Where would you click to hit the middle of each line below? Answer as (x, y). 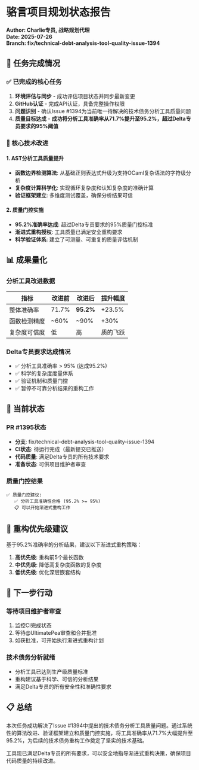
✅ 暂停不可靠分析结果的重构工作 (54, 388)
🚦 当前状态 (25, 409)
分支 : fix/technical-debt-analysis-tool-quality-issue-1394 (85, 442)
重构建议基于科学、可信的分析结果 (57, 679)
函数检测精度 (27, 321)
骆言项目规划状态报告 (59, 12)
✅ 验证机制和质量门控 (41, 381)
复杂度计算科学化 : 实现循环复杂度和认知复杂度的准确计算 (84, 188)
